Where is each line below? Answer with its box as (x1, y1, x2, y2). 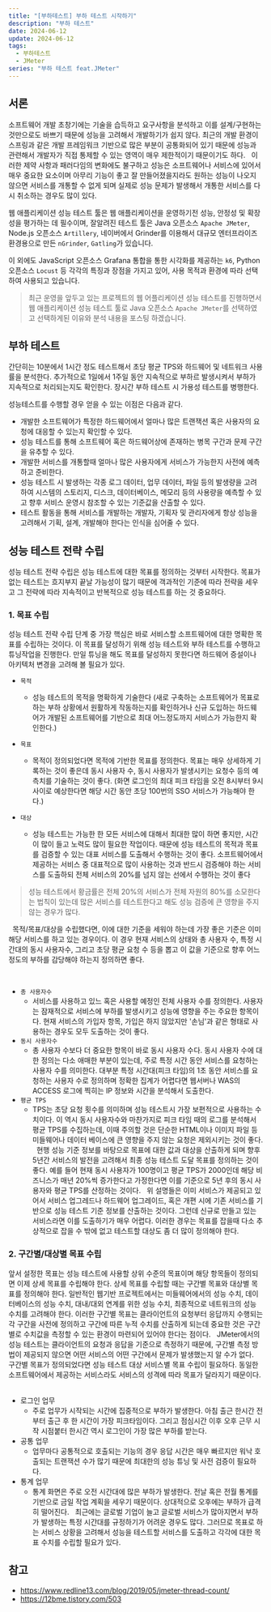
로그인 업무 (19, 1395, 56, 1405)
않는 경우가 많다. (28, 907, 81, 917)
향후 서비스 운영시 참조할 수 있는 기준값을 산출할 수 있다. (28, 497, 206, 507)
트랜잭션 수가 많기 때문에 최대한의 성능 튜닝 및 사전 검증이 (53, 1456, 235, 1466)
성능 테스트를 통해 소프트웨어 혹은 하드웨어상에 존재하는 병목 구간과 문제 (19, 437, 248, 446)
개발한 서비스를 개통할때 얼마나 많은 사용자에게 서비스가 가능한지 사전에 (19, 457, 245, 467)
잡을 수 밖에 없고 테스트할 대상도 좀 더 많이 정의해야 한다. (60, 1226, 239, 1236)
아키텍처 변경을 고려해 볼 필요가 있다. (8, 659, 125, 669)
